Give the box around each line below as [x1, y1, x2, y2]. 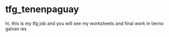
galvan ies [5, 25, 27, 31]
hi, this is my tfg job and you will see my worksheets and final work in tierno [5, 20, 164, 26]
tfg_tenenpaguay [5, 4, 79, 15]
